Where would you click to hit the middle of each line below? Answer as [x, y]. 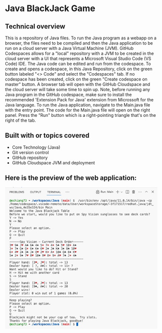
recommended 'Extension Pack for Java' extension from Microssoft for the [79, 100]
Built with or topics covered [47, 135]
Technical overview [35, 26]
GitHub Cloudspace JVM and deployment [53, 162]
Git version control [30, 152]
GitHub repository [30, 158]
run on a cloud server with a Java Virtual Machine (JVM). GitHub [69, 48]
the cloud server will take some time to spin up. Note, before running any [78, 89]
